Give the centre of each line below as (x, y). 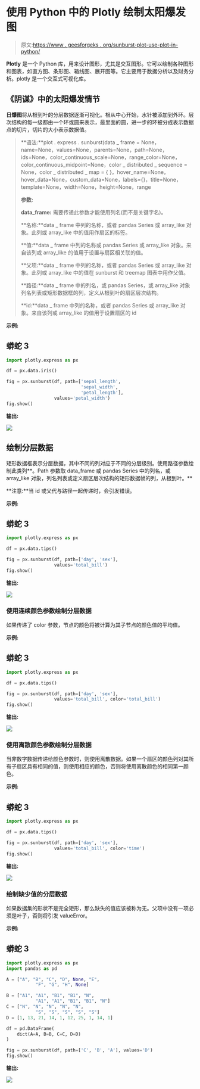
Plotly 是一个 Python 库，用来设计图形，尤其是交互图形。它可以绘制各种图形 (100, 64)
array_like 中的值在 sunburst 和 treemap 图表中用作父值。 (119, 272)
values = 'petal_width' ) (82, 398)
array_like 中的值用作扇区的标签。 (90, 232)
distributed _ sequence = (157, 164)
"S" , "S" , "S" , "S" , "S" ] (68, 1012)
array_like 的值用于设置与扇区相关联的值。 (95, 252)
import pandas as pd (32, 969)
